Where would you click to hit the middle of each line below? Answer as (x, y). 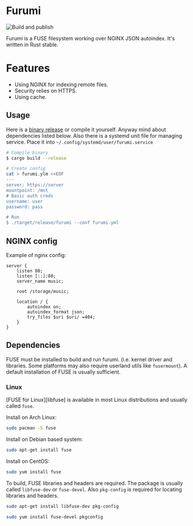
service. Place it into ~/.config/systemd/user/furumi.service (80, 142)
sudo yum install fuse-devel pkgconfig (55, 517)
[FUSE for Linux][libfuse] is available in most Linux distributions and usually (97, 400)
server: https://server (35, 185)
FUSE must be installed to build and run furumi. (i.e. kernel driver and (89, 359)
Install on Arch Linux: (31, 418)
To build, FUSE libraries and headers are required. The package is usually (94, 483)
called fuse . (20, 406)
